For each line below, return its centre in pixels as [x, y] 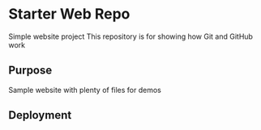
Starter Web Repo [69, 14]
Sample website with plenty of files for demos [85, 90]
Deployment [40, 115]
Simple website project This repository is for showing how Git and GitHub [131, 36]
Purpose [30, 71]
